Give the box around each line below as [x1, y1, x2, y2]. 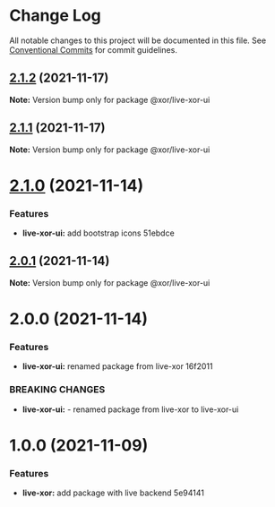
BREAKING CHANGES [9, 383, 106, 396]
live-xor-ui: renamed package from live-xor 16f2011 [21, 361, 213, 372]
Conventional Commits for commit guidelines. [9, 44, 177, 55]
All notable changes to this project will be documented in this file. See [9, 35, 267, 46]
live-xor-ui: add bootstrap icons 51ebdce [21, 228, 175, 238]
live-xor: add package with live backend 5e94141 [21, 487, 204, 498]
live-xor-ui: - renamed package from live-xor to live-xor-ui [21, 404, 239, 415]
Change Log [9, 5, 101, 26]
